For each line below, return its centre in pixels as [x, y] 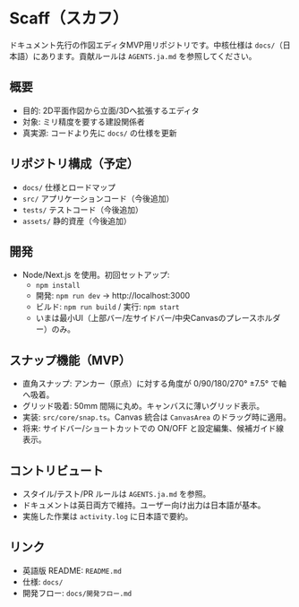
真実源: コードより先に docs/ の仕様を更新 [99, 133]
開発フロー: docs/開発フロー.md [77, 593]
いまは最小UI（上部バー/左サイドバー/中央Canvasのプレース [146, 318]
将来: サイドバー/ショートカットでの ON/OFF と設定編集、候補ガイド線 [153, 429]
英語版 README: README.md [72, 570]
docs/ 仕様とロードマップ [69, 187]
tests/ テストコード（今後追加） [82, 209]
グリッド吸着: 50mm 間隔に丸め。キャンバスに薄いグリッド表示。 [143, 406]
